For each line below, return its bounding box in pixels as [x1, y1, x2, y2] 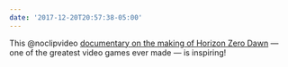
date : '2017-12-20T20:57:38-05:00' [9, 13, 143, 22]
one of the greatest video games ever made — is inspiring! [9, 46, 227, 58]
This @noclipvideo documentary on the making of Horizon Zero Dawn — [9, 38, 279, 48]
